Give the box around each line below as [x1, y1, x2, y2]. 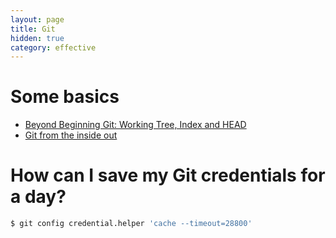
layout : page [10, 14, 65, 25]
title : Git [10, 24, 56, 34]
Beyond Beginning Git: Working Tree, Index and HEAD [24, 119, 247, 131]
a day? [10, 186, 67, 208]
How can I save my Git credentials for [10, 164, 326, 187]
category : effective [10, 42, 97, 53]
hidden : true [10, 33, 65, 43]
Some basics [10, 86, 120, 108]
